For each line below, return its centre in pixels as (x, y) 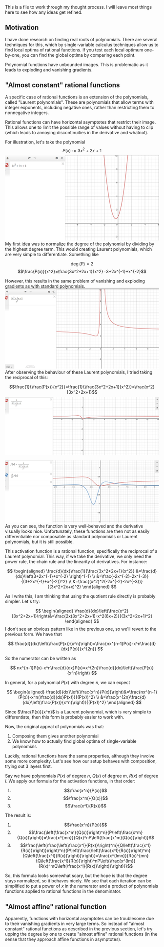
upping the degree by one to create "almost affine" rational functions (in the (81, 934)
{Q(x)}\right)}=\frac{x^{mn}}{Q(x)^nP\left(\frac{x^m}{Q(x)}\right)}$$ (86, 838)
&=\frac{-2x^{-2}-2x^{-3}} (122, 576)
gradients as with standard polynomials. (45, 286)
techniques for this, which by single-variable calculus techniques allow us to (82, 45)
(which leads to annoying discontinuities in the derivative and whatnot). (77, 132)
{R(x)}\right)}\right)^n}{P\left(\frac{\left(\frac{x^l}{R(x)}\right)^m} (86, 851)
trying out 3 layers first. (29, 766)
